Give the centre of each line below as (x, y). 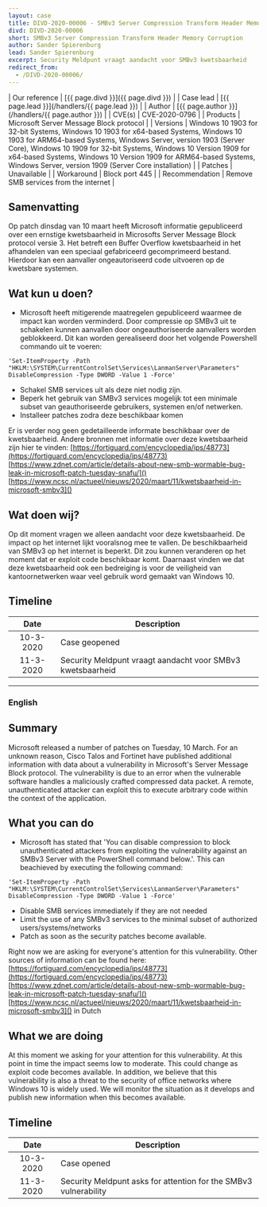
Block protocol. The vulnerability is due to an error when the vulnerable (125, 772)
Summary (33, 728)
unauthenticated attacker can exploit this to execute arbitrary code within (128, 790)
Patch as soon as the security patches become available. (113, 936)
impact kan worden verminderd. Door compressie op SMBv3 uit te (128, 321)
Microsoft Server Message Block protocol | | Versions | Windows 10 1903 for (133, 123)
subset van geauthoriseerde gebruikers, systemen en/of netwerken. (131, 407)
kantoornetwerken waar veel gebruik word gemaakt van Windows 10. (121, 576)
